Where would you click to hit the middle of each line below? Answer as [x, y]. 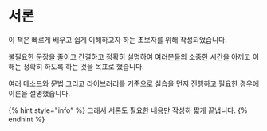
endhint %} [27, 119]
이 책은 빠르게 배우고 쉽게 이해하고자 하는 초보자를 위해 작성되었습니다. [118, 40]
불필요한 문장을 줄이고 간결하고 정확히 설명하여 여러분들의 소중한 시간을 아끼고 [130, 56]
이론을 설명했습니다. [39, 93]
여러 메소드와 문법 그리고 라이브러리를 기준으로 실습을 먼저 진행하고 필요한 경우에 [134, 83]
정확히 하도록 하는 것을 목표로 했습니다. [84, 66]
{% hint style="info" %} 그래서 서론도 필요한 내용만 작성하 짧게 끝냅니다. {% [128, 110]
